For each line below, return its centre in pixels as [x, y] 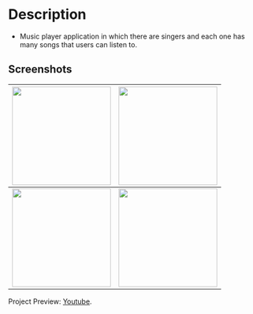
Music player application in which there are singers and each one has [132, 36]
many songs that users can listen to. [78, 44]
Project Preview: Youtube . [50, 301]
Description [47, 15]
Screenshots [40, 70]
